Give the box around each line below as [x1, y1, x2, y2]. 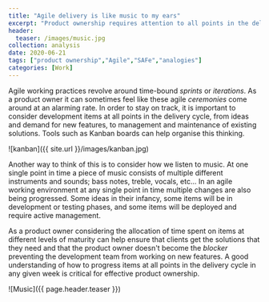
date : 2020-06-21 [8, 49, 66, 57]
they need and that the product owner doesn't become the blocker [8, 243, 228, 252]
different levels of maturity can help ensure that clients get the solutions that [8, 234, 260, 244]
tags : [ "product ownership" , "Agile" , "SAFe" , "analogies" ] [8, 57, 203, 65]
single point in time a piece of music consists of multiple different [8, 167, 223, 177]
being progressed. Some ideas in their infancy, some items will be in [8, 193, 233, 203]
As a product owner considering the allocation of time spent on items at [8, 226, 245, 236]
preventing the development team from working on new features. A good [8, 252, 249, 261]
